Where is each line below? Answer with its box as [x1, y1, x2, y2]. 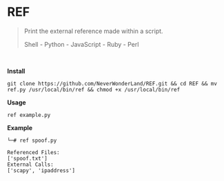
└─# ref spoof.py [7, 137, 57, 144]
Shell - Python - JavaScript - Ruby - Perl [23, 40, 139, 48]
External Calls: [7, 161, 54, 168]
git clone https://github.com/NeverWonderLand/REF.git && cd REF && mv [7, 80, 217, 87]
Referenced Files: [7, 149, 60, 156]
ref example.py [7, 111, 51, 118]
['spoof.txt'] [7, 155, 48, 162]
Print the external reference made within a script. [23, 27, 163, 35]
